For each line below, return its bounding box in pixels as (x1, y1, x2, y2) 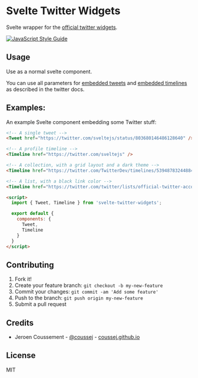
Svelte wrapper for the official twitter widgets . (6, 24, 118, 31)
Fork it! (14, 276, 32, 283)
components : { (16, 216, 51, 222)
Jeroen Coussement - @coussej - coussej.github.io (14, 334, 140, 341)
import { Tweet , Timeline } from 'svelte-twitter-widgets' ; (11, 200, 162, 206)
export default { (11, 211, 54, 217)
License (6, 350, 36, 361)
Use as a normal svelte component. (6, 68, 93, 75)
